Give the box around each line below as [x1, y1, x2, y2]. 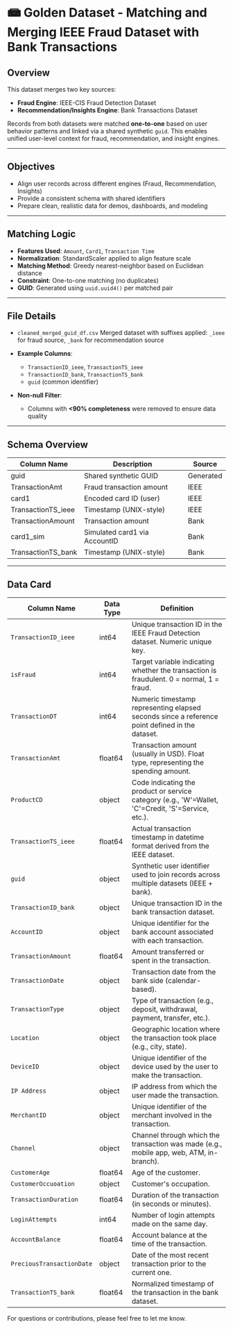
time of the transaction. [131, 1239, 207, 1249]
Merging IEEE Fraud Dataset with [7, 24, 200, 40]
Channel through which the [131, 1130, 221, 1140]
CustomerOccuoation [10, 1180, 75, 1188]
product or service [131, 786, 192, 796]
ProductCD [10, 796, 43, 804]
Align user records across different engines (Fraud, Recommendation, [17, 179, 217, 188]
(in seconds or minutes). [131, 1199, 212, 1209]
